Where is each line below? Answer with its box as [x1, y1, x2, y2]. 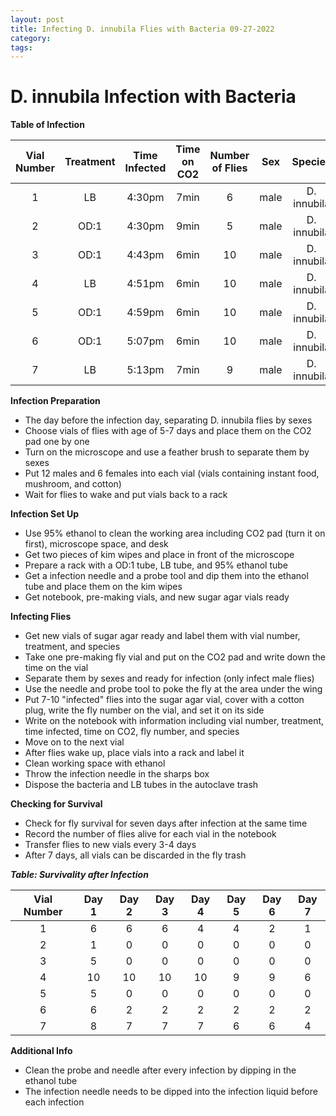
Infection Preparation [10, 395, 101, 407]
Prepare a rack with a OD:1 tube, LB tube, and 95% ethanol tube [24, 559, 289, 571]
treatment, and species [24, 641, 121, 653]
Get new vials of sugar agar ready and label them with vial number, [24, 630, 301, 642]
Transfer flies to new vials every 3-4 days [24, 839, 197, 851]
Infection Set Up [10, 508, 80, 520]
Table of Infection [10, 119, 85, 131]
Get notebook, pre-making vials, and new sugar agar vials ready [24, 591, 290, 603]
